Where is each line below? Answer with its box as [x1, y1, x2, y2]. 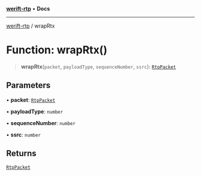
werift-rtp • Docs [6, 5, 50, 12]
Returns [6, 148, 37, 159]
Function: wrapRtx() [6, 43, 108, 57]
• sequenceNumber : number [6, 119, 76, 126]
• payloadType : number [6, 108, 63, 115]
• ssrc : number [6, 131, 41, 138]
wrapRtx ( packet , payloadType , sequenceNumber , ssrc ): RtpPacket [20, 63, 176, 70]
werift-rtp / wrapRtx [6, 22, 55, 29]
